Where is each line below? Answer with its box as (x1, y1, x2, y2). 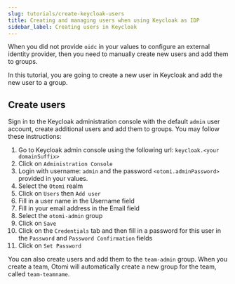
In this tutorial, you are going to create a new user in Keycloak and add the (8, 71, 223, 79)
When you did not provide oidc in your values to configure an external (8, 43, 210, 51)
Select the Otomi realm (18, 182, 83, 190)
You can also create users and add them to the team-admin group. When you (8, 255, 228, 264)
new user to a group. (8, 79, 69, 87)
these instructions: (8, 133, 62, 141)
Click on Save (18, 219, 57, 228)
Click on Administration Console (18, 159, 113, 168)
